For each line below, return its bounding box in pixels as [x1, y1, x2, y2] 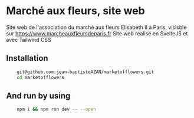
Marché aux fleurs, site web [6, 4, 146, 18]
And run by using [6, 90, 71, 101]
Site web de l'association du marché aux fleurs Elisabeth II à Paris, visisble [6, 24, 187, 31]
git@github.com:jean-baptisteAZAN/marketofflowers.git [17, 69, 154, 75]
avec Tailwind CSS [6, 36, 51, 43]
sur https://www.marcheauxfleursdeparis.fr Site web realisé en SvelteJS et [6, 29, 188, 37]
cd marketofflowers [17, 74, 65, 80]
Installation [6, 53, 48, 63]
